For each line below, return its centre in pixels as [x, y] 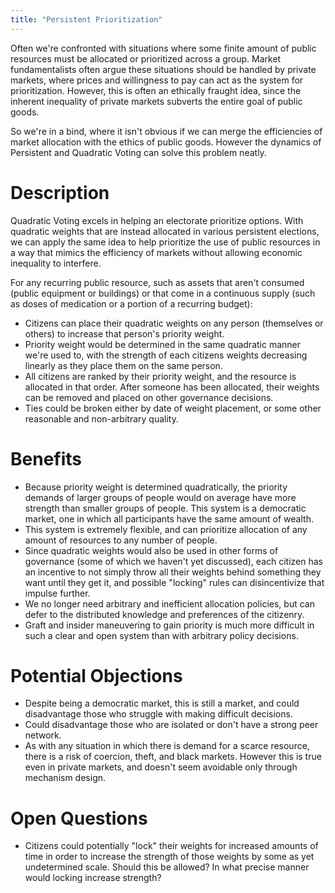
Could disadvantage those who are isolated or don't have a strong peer [171, 725]
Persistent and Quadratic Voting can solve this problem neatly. [138, 152]
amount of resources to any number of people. [121, 540]
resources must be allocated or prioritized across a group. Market [146, 58]
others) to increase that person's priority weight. [124, 333]
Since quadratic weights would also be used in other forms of [151, 550]
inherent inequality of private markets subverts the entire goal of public [156, 101]
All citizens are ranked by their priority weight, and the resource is [160, 376]
